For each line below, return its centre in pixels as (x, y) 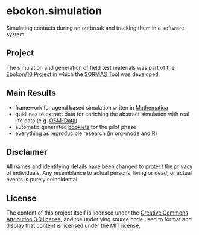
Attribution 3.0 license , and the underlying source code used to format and (99, 219)
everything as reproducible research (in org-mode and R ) (86, 133)
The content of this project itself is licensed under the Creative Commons (97, 213)
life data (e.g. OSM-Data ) (46, 120)
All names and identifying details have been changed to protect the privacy (99, 166)
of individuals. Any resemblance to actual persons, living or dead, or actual (99, 173)
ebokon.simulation (54, 11)
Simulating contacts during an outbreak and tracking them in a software (95, 28)
